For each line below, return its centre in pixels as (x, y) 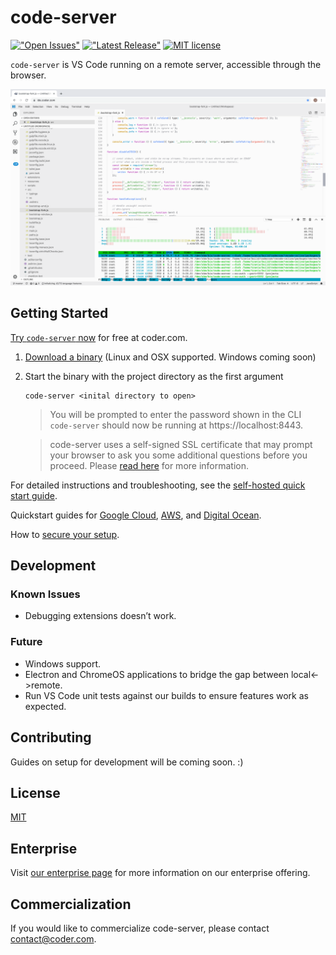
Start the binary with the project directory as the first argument (154, 376)
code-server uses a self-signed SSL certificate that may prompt (181, 444)
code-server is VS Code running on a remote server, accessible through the (166, 64)
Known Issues (45, 594)
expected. (45, 706)
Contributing (51, 737)
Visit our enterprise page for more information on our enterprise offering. (160, 873)
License (35, 792)
